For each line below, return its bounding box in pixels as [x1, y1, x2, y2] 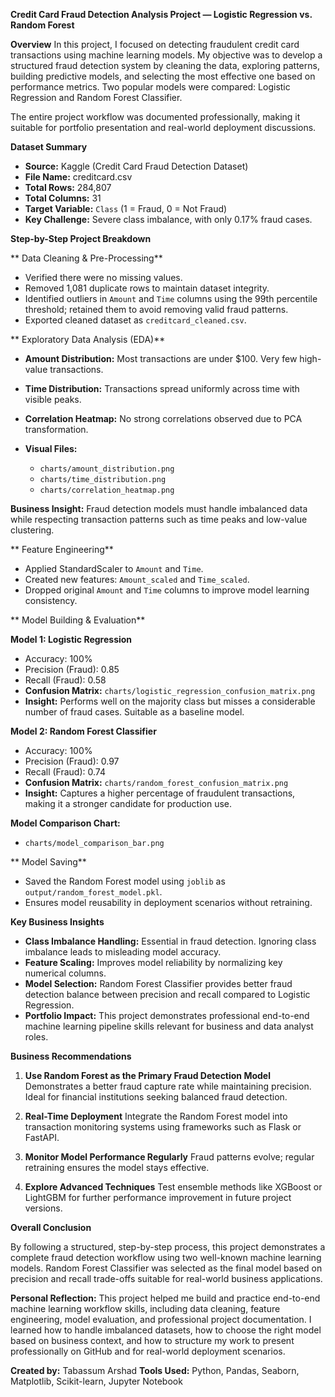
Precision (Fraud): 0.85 [24, 664, 120, 675]
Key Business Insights [10, 916, 105, 928]
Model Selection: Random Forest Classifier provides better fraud [24, 978, 293, 989]
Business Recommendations [10, 1050, 132, 1062]
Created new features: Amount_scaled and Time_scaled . [24, 574, 250, 585]
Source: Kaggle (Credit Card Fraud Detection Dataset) [24, 160, 249, 172]
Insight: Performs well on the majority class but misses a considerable [24, 695, 316, 707]
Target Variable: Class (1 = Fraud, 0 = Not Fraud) [24, 203, 228, 214]
